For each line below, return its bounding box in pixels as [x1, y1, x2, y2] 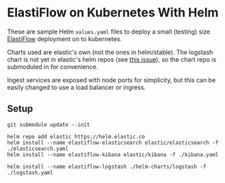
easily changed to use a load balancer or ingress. [7, 83, 146, 91]
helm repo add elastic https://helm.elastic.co [7, 133, 146, 140]
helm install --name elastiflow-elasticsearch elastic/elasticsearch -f [7, 139, 219, 146]
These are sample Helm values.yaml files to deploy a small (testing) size [7, 27, 211, 36]
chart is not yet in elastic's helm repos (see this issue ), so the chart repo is [7, 55, 217, 63]
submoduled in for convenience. [7, 62, 98, 71]
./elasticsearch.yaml [7, 145, 69, 152]
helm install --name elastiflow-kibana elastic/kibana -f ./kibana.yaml [7, 151, 219, 158]
